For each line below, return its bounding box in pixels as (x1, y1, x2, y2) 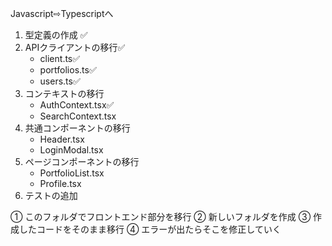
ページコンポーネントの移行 (24, 156, 140, 167)
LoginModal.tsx (39, 144, 104, 156)
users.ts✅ (39, 75, 81, 87)
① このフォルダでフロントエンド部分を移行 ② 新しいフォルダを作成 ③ (10, 211, 312, 222)
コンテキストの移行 (24, 88, 105, 99)
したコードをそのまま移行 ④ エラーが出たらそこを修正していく (18, 223, 282, 235)
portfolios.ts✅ (39, 64, 97, 76)
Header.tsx (39, 133, 85, 145)
